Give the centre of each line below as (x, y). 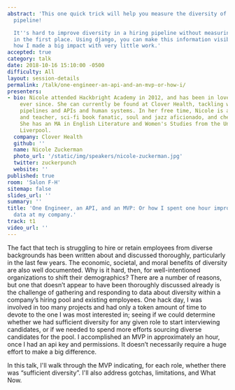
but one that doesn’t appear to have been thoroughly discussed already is (114, 284)
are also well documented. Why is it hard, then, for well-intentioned (104, 270)
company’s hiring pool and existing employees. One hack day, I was (105, 299)
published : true (31, 175)
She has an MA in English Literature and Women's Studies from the (120, 124)
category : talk (29, 59)
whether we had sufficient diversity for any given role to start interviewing (114, 322)
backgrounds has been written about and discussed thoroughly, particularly (116, 255)
